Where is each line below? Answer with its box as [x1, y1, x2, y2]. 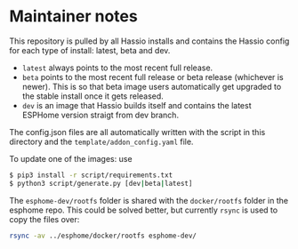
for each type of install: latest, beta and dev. [9, 44, 171, 55]
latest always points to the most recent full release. [21, 62, 213, 73]
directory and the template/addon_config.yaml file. [9, 136, 194, 147]
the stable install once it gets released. [21, 91, 165, 101]
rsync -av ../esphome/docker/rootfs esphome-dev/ [9, 231, 197, 240]
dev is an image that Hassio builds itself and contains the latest [21, 100, 252, 110]
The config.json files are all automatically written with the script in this [9, 126, 266, 137]
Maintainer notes [9, 6, 138, 27]
